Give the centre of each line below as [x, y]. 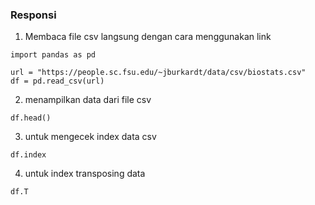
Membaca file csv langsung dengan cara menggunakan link [148, 37]
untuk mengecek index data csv [90, 137]
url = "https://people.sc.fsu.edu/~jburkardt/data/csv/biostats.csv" [158, 73]
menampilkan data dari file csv [88, 100]
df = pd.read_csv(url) [57, 81]
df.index [28, 155]
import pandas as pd [53, 55]
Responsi [33, 15]
